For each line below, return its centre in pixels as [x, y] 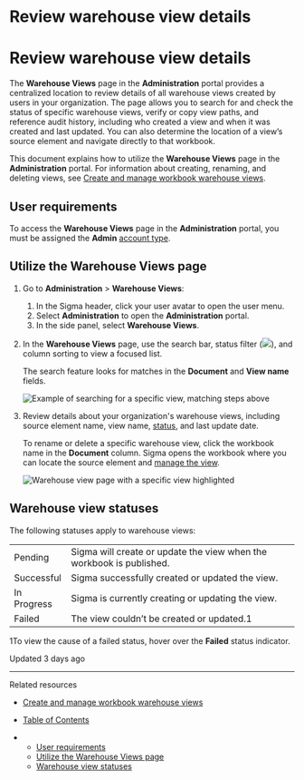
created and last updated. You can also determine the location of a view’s [146, 132]
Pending [32, 557]
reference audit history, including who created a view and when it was [140, 122]
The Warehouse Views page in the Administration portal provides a [137, 83]
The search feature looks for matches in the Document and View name [156, 371]
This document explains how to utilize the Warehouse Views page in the [145, 159]
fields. [34, 380]
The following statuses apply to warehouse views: [103, 530]
